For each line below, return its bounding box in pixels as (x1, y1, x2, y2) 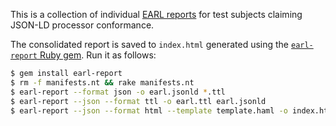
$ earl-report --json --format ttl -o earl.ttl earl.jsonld (10, 96, 267, 106)
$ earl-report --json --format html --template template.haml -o (10, 105, 288, 116)
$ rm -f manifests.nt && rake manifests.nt (10, 77, 195, 88)
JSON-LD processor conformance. (10, 19, 155, 31)
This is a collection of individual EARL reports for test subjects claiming (10, 9, 303, 20)
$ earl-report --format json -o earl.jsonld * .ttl (10, 87, 226, 97)
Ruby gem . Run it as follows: (39, 49, 157, 61)
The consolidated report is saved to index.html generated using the (10, 39, 290, 50)
